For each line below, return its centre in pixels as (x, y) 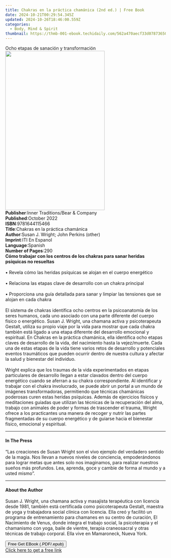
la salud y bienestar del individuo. (40, 359)
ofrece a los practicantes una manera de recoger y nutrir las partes (76, 413)
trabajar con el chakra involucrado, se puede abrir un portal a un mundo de (84, 386)
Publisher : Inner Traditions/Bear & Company (51, 213)
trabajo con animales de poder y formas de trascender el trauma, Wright (81, 408)
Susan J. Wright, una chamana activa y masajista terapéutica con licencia (82, 501)
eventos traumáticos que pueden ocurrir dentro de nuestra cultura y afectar (85, 354)
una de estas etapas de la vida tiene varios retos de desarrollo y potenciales (85, 348)
